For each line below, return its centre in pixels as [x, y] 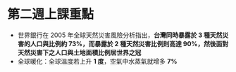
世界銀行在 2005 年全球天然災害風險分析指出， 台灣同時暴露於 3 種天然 [120, 35]
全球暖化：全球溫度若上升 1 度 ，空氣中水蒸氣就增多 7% [97, 61]
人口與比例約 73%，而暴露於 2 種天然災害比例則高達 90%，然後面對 [129, 43]
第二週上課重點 [51, 14]
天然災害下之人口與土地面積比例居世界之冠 [79, 52]
